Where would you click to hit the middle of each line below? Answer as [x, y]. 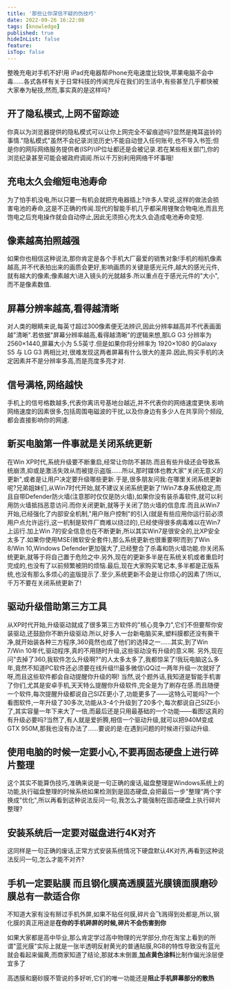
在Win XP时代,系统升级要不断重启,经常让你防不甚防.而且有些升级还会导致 [111, 462]
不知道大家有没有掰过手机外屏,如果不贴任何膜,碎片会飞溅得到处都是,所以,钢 [113, 914]
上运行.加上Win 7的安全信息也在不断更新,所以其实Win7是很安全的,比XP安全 [114, 531]
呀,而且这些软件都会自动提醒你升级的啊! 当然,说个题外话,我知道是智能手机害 [114, 676]
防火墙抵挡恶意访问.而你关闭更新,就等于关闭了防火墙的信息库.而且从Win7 [117, 505]
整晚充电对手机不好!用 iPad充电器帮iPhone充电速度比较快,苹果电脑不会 [108, 73]
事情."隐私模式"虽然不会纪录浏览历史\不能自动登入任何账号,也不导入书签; [110, 140]
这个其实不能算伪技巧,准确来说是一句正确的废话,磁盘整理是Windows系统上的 [116, 783]
